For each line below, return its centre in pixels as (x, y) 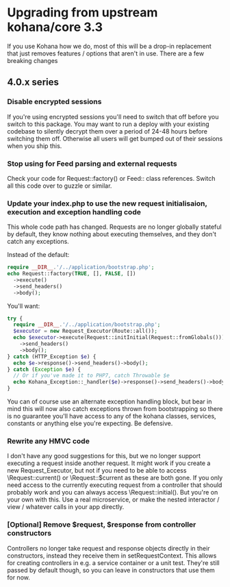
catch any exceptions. (38, 242)
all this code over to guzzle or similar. (60, 186)
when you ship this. (35, 146)
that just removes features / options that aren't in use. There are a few (105, 53)
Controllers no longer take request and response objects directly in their (108, 548)
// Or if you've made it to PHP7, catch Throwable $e (91, 376)
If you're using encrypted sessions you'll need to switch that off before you (113, 116)
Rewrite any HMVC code (49, 441)
